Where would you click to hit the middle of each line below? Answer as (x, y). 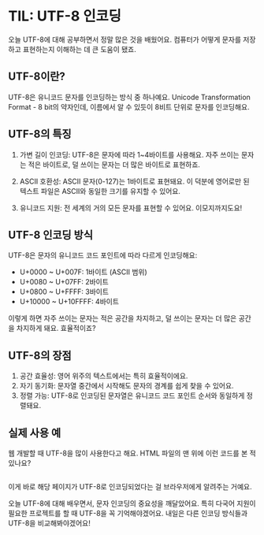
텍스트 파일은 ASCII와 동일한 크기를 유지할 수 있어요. (100, 191)
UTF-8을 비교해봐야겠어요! (49, 523)
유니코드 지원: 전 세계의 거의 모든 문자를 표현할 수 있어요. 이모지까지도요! (131, 208)
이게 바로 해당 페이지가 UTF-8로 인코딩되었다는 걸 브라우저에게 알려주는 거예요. (130, 487)
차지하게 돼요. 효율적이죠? (56, 329)
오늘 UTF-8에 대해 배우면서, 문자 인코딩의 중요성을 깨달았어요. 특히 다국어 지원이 (132, 503)
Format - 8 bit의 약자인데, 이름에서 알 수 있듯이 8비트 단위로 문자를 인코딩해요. (129, 106)
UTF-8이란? (37, 77)
